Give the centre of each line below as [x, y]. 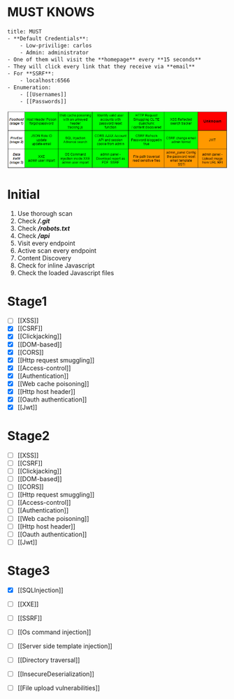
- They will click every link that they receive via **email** [101, 66]
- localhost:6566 [45, 80]
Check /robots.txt [44, 228]
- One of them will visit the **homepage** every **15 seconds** [104, 59]
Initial [24, 194]
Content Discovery [44, 258]
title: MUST [24, 31]
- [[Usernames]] [44, 94]
